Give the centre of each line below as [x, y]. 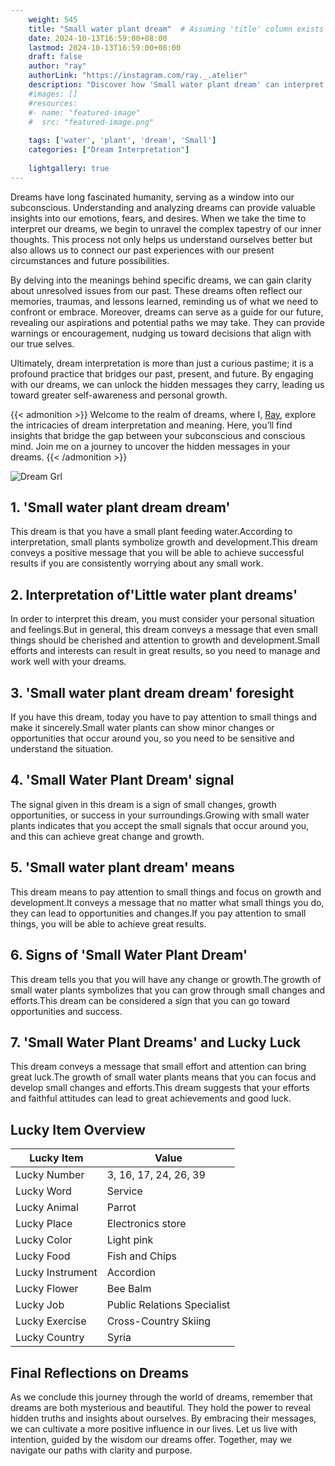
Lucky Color [44, 1240]
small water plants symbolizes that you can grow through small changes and [168, 990]
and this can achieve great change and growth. [107, 836]
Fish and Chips [141, 1256]
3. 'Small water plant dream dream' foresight [152, 692]
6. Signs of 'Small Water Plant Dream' [129, 955]
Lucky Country [50, 1338]
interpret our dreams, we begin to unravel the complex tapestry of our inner [166, 228]
